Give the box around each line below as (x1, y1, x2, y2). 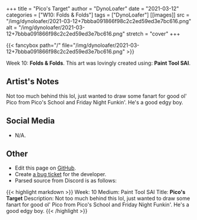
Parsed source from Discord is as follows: (14, 177, 117, 184)
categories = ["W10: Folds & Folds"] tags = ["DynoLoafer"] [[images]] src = (6, 11, 190, 18)
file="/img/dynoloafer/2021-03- (62, 42, 139, 49)
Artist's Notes (6, 76, 59, 87)
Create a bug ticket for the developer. (14, 171, 107, 178)
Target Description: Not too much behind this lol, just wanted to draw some (6, 195, 190, 202)
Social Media (6, 116, 55, 126)
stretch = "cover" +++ (126, 30, 180, 37)
